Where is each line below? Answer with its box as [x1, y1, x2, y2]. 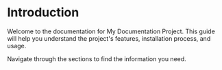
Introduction [7, 5, 79, 20]
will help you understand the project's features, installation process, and [7, 34, 211, 42]
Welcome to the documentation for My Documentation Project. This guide [7, 27, 216, 35]
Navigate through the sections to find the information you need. [7, 54, 186, 63]
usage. [7, 41, 27, 50]
